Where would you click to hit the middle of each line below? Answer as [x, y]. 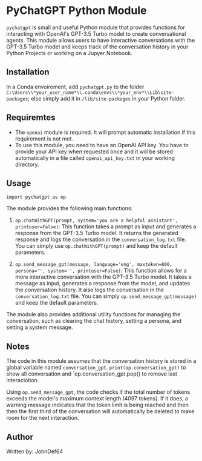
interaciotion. [23, 380]
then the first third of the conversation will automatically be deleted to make [100, 411]
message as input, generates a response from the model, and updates [103, 284]
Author [20, 437]
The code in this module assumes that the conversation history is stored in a [101, 361]
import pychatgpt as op [36, 197]
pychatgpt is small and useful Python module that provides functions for [96, 27]
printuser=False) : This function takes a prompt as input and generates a [106, 227]
